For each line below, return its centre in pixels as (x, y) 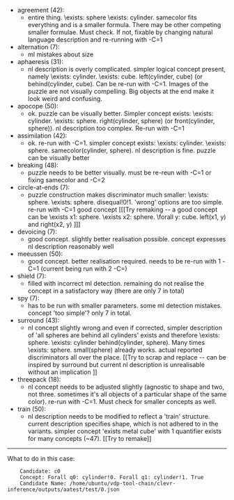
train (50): (32, 409)
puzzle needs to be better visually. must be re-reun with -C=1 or (119, 172)
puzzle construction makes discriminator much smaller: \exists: (118, 195)
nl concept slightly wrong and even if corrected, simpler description (125, 328)
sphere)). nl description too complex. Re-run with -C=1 (106, 128)
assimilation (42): (42, 136)
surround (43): (38, 320)
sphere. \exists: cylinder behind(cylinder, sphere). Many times (116, 342)
